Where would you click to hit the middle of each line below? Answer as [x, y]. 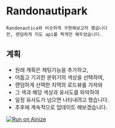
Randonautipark [47, 11]
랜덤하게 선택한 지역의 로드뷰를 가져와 [59, 84]
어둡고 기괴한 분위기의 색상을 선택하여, [59, 77]
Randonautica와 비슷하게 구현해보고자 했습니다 [57, 28]
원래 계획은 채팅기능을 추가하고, [51, 69]
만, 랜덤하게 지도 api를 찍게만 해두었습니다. [54, 34]
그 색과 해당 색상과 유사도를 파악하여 [57, 92]
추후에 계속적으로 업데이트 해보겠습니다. [61, 107]
